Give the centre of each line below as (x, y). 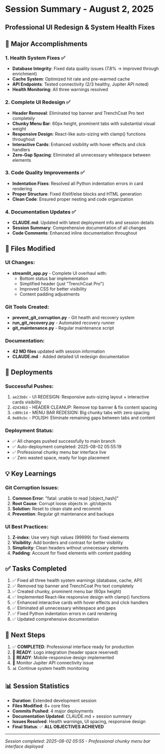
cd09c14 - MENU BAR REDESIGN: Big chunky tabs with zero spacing (81, 413)
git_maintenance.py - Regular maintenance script (63, 328)
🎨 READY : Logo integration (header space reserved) (65, 652)
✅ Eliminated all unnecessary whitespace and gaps (64, 608)
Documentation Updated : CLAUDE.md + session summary (72, 716)
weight (19, 128)
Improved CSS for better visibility (53, 289)
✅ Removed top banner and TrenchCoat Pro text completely (73, 586)
